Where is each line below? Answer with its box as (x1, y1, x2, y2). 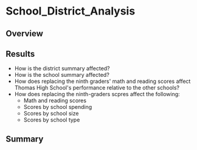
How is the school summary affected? (14, 71, 110, 79)
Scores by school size (23, 110, 79, 117)
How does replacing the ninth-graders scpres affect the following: (14, 91, 180, 98)
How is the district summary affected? (14, 65, 110, 72)
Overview (5, 28, 44, 39)
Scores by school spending (23, 103, 92, 111)
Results (5, 48, 35, 59)
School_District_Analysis (5, 4, 136, 18)
